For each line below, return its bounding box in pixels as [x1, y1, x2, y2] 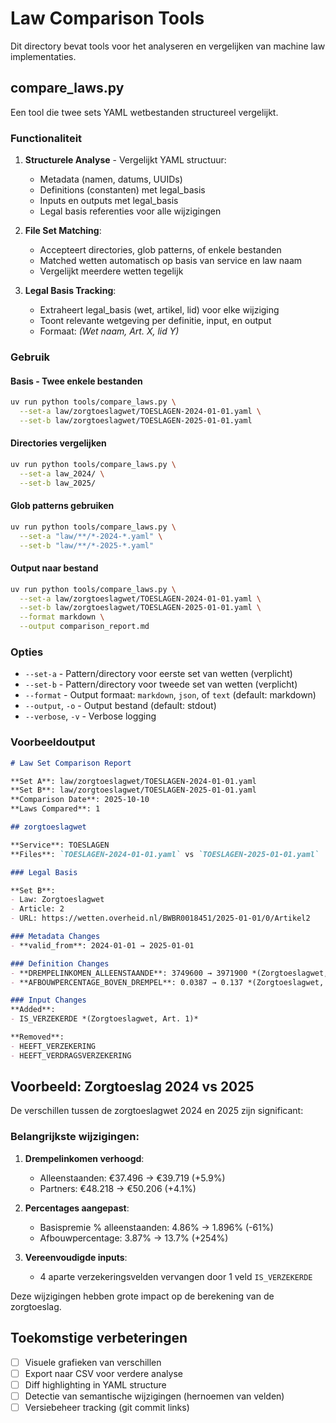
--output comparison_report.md [19, 622, 150, 632]
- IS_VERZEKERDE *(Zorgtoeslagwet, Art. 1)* [10, 1014, 199, 1024]
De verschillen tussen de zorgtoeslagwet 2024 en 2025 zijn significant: [10, 1105, 304, 1117]
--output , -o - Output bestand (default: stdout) [24, 700, 217, 712]
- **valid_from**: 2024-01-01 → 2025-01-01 [10, 940, 195, 951]
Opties [10, 645, 44, 659]
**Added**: [10, 1005, 56, 1015]
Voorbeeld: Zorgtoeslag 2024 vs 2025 [10, 1078, 255, 1096]
